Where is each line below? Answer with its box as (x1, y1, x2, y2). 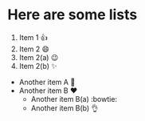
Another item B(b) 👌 (30, 103, 99, 113)
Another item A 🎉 (18, 77, 76, 87)
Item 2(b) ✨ (18, 61, 57, 71)
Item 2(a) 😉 (18, 52, 59, 62)
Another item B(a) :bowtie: (30, 94, 117, 103)
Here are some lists (7, 6, 138, 24)
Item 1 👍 (18, 32, 49, 42)
